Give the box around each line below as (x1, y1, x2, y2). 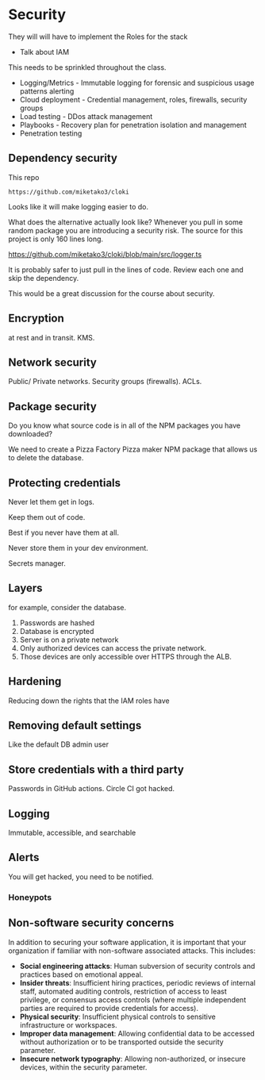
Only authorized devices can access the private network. (19, 643, 207, 652)
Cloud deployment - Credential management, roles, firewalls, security (19, 94, 248, 104)
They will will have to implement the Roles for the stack (8, 32, 188, 41)
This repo (8, 172, 40, 182)
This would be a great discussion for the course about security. (8, 288, 216, 298)
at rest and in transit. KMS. (8, 332, 95, 342)
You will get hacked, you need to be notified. (8, 871, 154, 882)
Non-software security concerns (8, 917, 175, 930)
